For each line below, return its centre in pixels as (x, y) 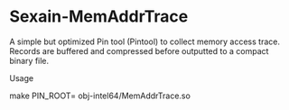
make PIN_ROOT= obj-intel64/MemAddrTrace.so (100, 96)
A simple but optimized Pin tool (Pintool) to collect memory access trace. (144, 41)
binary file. (29, 60)
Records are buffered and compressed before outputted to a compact (139, 50)
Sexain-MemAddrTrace (99, 17)
